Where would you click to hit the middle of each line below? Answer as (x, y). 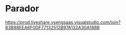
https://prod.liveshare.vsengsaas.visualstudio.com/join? (63, 22)
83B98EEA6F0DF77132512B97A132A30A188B (52, 27)
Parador (22, 9)
